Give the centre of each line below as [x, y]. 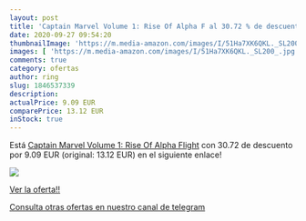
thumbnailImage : [40, 43]
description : [34, 94]
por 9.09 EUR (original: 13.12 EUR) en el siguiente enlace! [116, 155]
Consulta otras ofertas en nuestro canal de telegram [107, 207]
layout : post [34, 18]
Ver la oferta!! [35, 190]
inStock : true [36, 119]
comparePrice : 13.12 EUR [56, 111]
